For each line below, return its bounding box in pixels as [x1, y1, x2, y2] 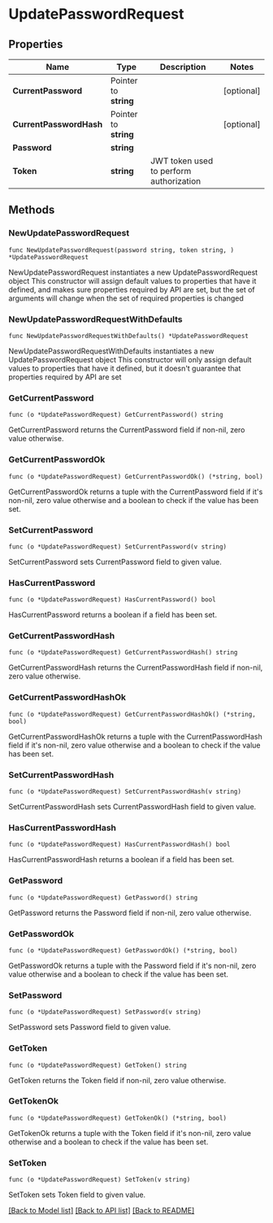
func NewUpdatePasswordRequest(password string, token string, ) [8, 245, 234, 254]
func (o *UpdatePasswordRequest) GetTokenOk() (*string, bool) [8, 1114, 227, 1122]
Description [159, 62, 206, 72]
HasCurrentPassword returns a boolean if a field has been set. [8, 610, 218, 620]
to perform [149, 166, 192, 176]
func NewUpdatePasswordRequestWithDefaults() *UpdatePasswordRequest [8, 332, 249, 340]
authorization [149, 176, 201, 187]
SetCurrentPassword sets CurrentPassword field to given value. [8, 557, 222, 566]
